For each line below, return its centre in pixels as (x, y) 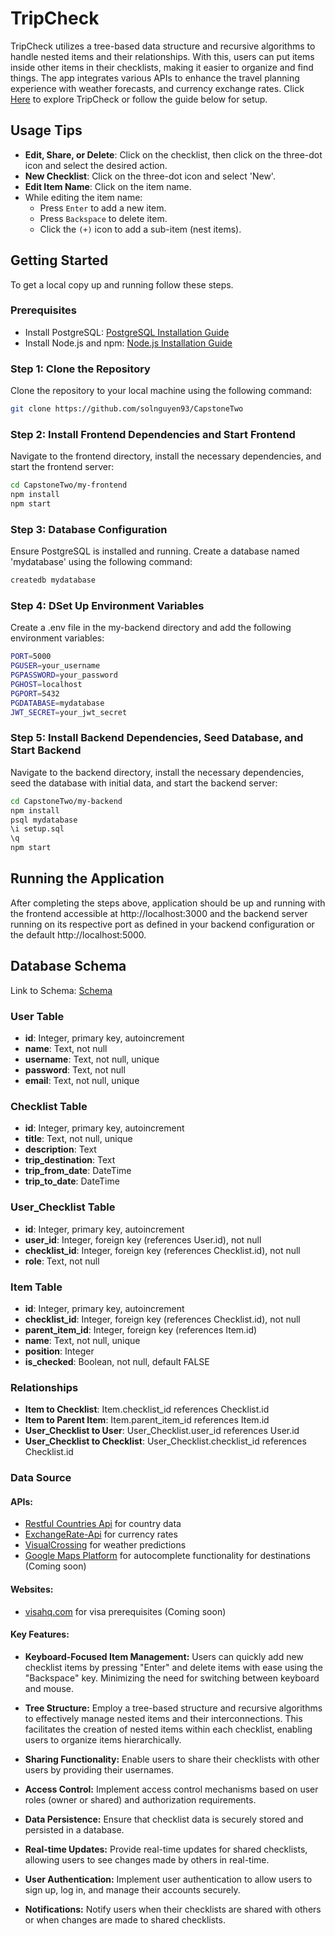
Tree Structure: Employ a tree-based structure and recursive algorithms (173, 1708)
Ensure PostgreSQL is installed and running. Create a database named (155, 551)
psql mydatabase (44, 820)
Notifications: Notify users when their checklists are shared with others (173, 1909)
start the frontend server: (62, 467)
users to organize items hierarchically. (103, 1739)
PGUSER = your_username (55, 666)
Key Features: (40, 1634)
